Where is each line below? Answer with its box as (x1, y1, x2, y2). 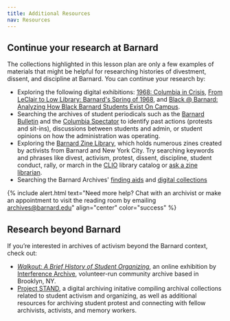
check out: (7, 249, 38, 258)
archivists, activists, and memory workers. (16, 307, 137, 315)
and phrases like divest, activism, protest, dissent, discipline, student (16, 154, 212, 162)
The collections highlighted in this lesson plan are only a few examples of (7, 60, 214, 69)
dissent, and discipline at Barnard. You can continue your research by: (7, 75, 206, 83)
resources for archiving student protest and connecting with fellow (16, 299, 206, 307)
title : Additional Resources (7, 10, 91, 17)
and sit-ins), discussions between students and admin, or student (16, 124, 203, 133)
